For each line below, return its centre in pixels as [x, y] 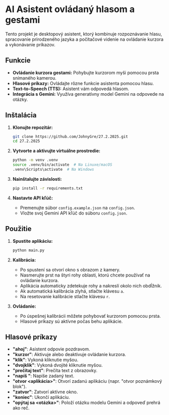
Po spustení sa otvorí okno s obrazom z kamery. [70, 269]
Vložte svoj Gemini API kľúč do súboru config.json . [74, 213]
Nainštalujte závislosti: [37, 179]
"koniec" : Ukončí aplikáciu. [41, 397]
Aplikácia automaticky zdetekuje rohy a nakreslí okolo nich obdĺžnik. [91, 286]
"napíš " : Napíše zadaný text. [43, 376]
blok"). [19, 387]
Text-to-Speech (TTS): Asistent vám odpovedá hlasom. [71, 89]
